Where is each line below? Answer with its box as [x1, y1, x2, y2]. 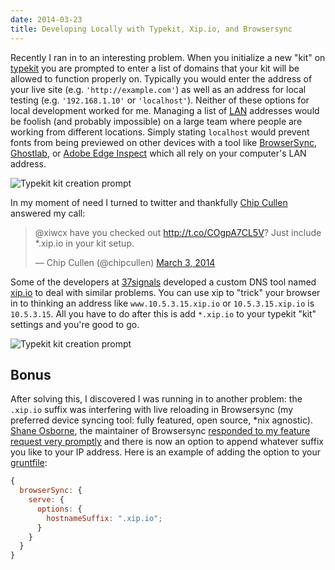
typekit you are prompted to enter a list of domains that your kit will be [10, 62, 300, 74]
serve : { [28, 495, 65, 505]
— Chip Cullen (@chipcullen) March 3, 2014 [34, 256, 216, 268]
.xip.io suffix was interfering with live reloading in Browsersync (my [10, 404, 294, 416]
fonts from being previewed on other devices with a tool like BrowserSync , [10, 136, 317, 148]
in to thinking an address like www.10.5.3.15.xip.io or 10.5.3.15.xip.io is [10, 297, 315, 309]
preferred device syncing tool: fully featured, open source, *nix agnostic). [10, 414, 313, 426]
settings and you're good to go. [10, 318, 140, 330]
